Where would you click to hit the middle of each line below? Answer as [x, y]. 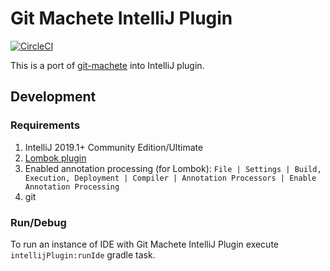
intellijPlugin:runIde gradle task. [83, 254]
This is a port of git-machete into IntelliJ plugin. [107, 65]
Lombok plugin [55, 158]
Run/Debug [38, 222]
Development [53, 97]
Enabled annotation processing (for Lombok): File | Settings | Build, [173, 168]
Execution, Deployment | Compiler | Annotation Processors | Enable [170, 178]
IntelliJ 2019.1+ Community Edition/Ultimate [114, 147]
